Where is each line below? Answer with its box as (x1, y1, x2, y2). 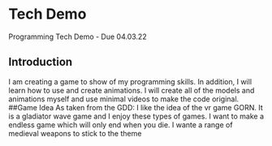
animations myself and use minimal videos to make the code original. (8, 94, 240, 104)
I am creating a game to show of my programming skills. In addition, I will (8, 76, 253, 86)
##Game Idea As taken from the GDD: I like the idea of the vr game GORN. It (8, 102, 264, 112)
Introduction (8, 55, 73, 69)
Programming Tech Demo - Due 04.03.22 (8, 32, 148, 41)
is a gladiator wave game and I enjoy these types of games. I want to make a (8, 111, 265, 121)
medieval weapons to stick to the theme (8, 128, 142, 138)
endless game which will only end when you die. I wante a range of (8, 119, 233, 130)
